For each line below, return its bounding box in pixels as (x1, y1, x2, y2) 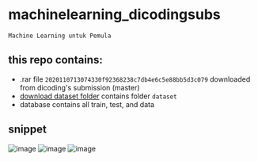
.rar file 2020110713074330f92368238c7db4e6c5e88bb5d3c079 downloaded (19, 74, 251, 84)
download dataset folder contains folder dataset (19, 91, 177, 101)
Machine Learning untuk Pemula (8, 32, 112, 40)
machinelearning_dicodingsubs (8, 6, 221, 24)
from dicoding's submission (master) (19, 82, 140, 92)
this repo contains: (8, 53, 103, 67)
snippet (8, 123, 47, 136)
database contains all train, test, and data (19, 99, 155, 109)
